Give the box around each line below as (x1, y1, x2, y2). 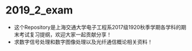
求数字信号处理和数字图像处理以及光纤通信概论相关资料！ (13, 38, 153, 45)
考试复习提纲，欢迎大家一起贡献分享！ (19, 30, 112, 38)
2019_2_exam (5, 4, 73, 17)
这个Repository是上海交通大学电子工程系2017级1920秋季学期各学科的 (13, 23, 181, 30)
